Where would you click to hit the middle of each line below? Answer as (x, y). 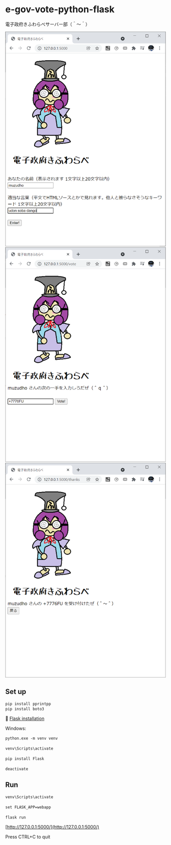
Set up (16, 692)
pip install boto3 (25, 709)
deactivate (17, 769)
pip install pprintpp (28, 704)
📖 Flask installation (25, 718)
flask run (16, 817)
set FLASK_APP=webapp (28, 807)
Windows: (16, 729)
